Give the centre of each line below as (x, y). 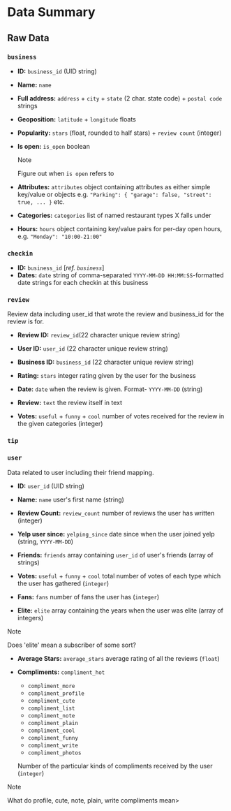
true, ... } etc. (41, 202)
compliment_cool (51, 731)
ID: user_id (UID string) (51, 485)
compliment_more (51, 686)
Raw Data (29, 38)
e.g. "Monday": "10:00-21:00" (60, 236)
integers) (30, 618)
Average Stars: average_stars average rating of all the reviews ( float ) (118, 658)
